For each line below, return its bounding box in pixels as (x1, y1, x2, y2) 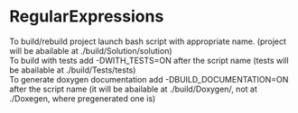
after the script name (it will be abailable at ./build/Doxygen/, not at (9, 83, 257, 94)
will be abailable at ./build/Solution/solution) (9, 45, 173, 56)
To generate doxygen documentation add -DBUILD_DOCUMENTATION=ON (9, 74, 289, 84)
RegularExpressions (9, 6, 164, 27)
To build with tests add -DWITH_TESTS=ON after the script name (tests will (9, 55, 289, 65)
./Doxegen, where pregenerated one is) (9, 92, 156, 104)
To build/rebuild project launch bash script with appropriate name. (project (9, 36, 287, 47)
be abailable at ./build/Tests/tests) (9, 65, 136, 75)
